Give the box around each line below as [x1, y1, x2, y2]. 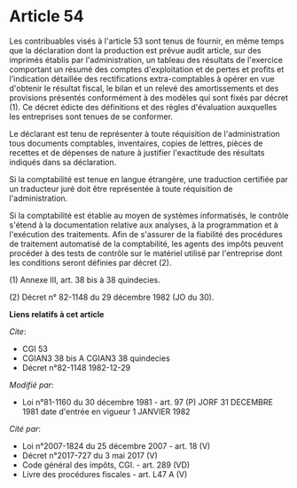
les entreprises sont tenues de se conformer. [9, 111, 173, 122]
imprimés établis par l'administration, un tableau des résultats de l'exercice [9, 54, 284, 65]
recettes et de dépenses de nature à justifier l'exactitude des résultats [9, 147, 265, 157]
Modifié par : [9, 380, 55, 390]
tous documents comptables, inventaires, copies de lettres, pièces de [9, 138, 263, 148]
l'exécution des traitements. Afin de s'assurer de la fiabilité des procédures [9, 228, 284, 239]
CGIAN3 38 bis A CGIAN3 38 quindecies [21, 353, 170, 364]
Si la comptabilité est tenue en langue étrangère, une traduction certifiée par [9, 173, 288, 184]
